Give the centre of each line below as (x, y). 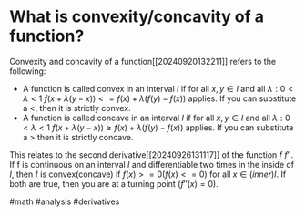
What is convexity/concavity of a (137, 17)
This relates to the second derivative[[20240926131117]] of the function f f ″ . (152, 154)
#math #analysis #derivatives (65, 201)
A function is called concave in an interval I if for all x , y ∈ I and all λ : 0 (157, 118)
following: (28, 71)
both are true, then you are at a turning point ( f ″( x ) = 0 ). (114, 183)
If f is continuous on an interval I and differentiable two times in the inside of (152, 164)
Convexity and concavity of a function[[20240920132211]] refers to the (142, 61)
